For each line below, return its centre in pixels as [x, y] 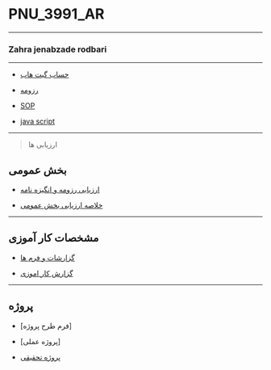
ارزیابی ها [43, 145]
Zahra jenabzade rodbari [58, 49]
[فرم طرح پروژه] [46, 326]
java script [37, 121]
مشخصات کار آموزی [54, 238]
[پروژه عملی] [40, 341]
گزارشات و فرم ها [47, 257]
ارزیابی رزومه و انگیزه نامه [60, 190]
